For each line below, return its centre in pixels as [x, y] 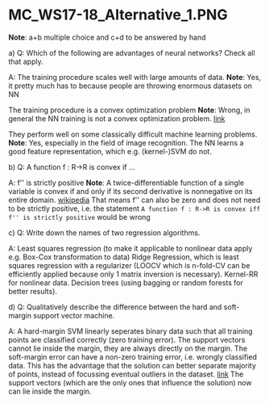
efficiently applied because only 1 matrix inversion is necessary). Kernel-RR [133, 274]
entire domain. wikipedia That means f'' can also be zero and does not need [134, 200]
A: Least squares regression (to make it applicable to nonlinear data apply [130, 248]
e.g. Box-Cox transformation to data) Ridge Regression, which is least [124, 257]
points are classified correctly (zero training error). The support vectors [127, 339]
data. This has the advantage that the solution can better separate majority [132, 365]
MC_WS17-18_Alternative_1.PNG [118, 15]
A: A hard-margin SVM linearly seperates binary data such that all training [130, 331]
